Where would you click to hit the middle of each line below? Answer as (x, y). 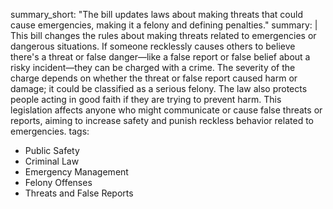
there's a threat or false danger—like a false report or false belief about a (160, 57)
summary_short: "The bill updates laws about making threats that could (156, 14)
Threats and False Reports (79, 193)
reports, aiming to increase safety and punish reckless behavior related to (162, 120)
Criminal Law (52, 161)
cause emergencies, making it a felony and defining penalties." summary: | (164, 25)
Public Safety (52, 150)
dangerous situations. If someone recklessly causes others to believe (153, 46)
